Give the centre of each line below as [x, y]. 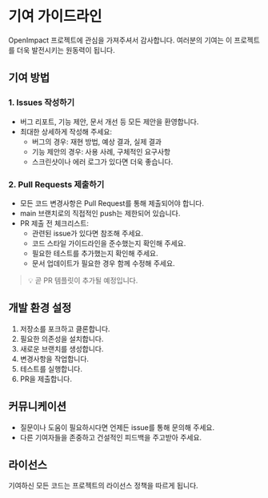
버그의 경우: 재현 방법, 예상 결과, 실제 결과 [97, 142]
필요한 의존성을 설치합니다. [62, 339]
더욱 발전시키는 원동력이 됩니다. [66, 50]
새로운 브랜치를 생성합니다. [62, 348]
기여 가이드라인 [55, 16]
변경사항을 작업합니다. [54, 359]
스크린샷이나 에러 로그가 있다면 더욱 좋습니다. [102, 162]
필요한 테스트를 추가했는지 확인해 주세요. [95, 253]
